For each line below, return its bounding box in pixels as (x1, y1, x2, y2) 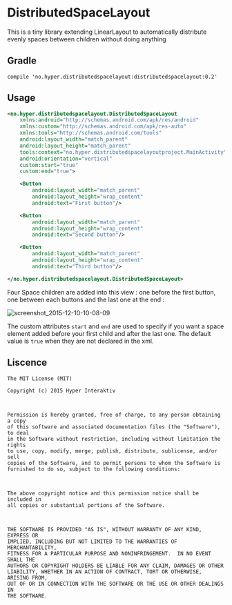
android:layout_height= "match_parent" (19, 142, 131, 149)
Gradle (7, 55, 37, 67)
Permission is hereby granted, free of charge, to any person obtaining (7, 411, 221, 418)
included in (7, 495, 41, 503)
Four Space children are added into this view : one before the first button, (7, 288, 216, 296)
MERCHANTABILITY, (7, 544, 57, 551)
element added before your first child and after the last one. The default (7, 329, 211, 337)
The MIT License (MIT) (7, 375, 72, 382)
